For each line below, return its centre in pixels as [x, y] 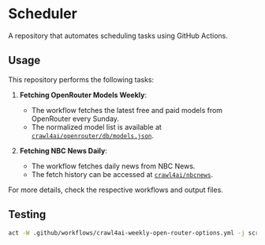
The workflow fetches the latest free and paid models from [127, 110]
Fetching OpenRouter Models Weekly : [83, 95]
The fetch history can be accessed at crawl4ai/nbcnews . [122, 174]
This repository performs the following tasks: [81, 79]
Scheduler [43, 14]
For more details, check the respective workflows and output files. [116, 190]
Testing [27, 215]
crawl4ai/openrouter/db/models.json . [93, 135]
